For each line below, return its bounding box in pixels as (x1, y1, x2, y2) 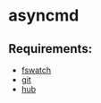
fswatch (21, 64, 52, 75)
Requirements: (8, 41, 93, 56)
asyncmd (8, 5, 80, 26)
